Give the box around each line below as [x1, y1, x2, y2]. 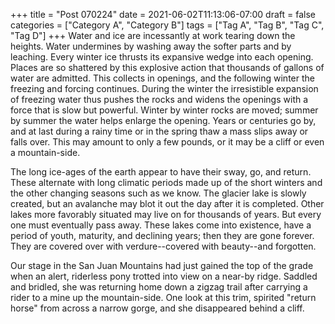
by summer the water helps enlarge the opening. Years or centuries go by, [10, 115, 317, 126]
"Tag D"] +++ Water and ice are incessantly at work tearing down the [10, 30, 296, 41]
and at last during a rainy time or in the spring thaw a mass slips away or [10, 125, 309, 137]
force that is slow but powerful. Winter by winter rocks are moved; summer [10, 104, 319, 116]
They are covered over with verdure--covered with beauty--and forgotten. [10, 240, 317, 252]
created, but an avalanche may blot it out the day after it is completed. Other [10, 198, 325, 209]
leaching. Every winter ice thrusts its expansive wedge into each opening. [10, 51, 314, 63]
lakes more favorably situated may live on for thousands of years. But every [10, 209, 322, 220]
